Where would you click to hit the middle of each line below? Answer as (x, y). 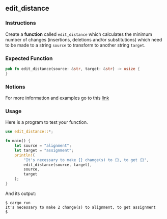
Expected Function (29, 58)
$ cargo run (18, 203)
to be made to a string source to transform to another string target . (76, 45)
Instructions (21, 23)
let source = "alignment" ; (43, 146)
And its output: (21, 193)
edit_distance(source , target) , (58, 165)
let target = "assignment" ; (44, 150)
